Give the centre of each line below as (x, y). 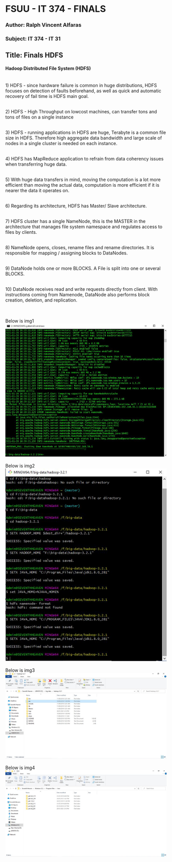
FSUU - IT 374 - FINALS (56, 9)
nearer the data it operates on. (37, 190)
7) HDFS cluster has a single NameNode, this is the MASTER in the (76, 221)
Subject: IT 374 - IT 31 (33, 39)
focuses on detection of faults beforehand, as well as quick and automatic (83, 91)
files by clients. (21, 232)
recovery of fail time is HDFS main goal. (47, 96)
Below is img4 (20, 768)
